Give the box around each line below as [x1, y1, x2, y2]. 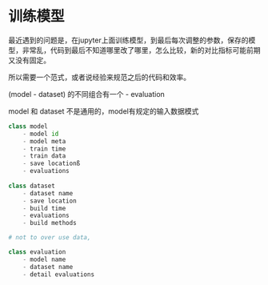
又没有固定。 [8, 55, 50, 65]
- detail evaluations [22, 270, 94, 279]
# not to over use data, [8, 234, 91, 242]
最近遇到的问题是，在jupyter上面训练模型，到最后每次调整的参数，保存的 [8, 35, 249, 45]
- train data [22, 152, 66, 160]
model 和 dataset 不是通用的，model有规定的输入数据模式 [8, 106, 199, 116]
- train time [22, 145, 66, 153]
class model [8, 122, 48, 130]
